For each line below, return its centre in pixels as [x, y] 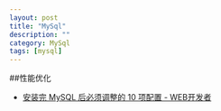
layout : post [34, 18]
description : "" [40, 34]
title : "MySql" [38, 26]
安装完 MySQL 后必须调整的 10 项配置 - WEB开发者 [117, 97]
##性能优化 [30, 79]
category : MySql [40, 43]
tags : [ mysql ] [36, 51]
